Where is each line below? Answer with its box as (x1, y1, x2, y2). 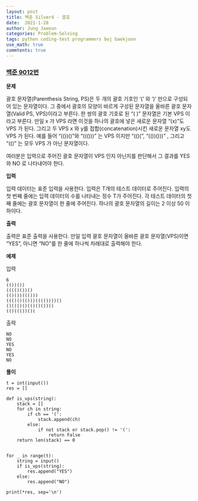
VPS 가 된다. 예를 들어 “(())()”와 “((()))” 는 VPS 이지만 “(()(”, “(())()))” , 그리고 (6, 132, 185, 139)
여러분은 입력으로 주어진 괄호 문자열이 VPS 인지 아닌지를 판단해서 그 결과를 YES (6, 153, 190, 160)
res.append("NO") (27, 479, 70, 485)
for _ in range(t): (6, 453, 54, 459)
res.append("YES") (27, 468, 73, 475)
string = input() (17, 458, 60, 464)
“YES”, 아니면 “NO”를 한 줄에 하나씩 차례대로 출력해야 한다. (6, 240, 143, 247)
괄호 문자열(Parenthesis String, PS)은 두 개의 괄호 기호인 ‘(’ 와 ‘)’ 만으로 (6, 96, 173, 103)
